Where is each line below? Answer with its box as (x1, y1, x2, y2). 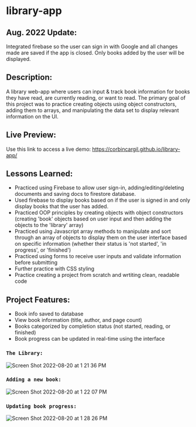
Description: (6, 72, 53, 83)
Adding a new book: (6, 377, 61, 383)
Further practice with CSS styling (14, 265, 95, 272)
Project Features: (6, 294, 70, 304)
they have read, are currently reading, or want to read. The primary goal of (6, 94, 186, 101)
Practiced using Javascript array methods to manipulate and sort (14, 228, 171, 235)
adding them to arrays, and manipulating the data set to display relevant (6, 107, 180, 114)
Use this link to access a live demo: (6, 145, 91, 152)
